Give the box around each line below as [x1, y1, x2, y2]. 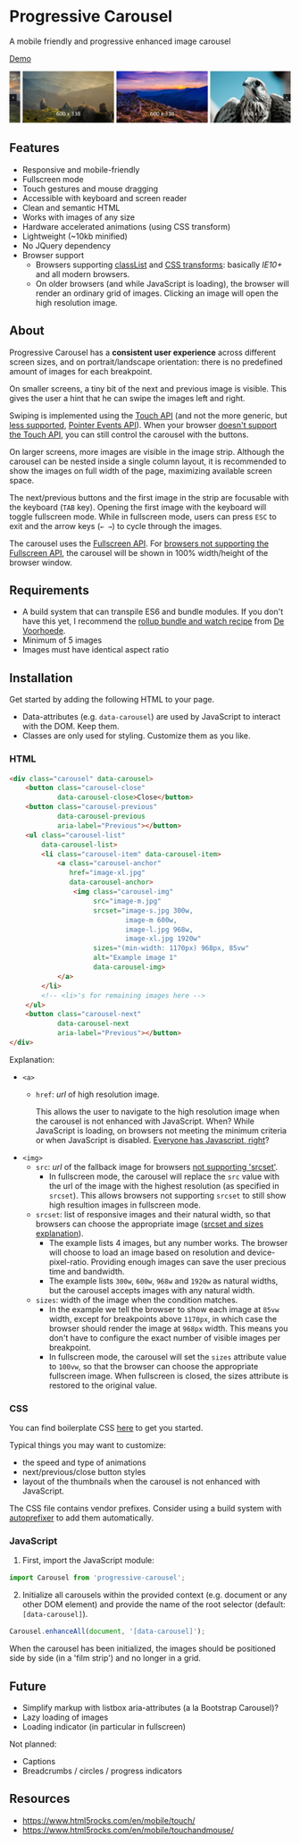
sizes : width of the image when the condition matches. [35, 1294, 238, 1305]
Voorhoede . [21, 626, 66, 636]
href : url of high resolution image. [35, 1089, 160, 1099]
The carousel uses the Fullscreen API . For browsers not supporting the [9, 538, 270, 549]
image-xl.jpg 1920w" [124, 934, 202, 944]
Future [9, 1679, 47, 1694]
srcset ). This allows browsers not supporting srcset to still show [48, 1190, 287, 1200]
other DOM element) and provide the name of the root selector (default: [21, 1599, 286, 1610]
